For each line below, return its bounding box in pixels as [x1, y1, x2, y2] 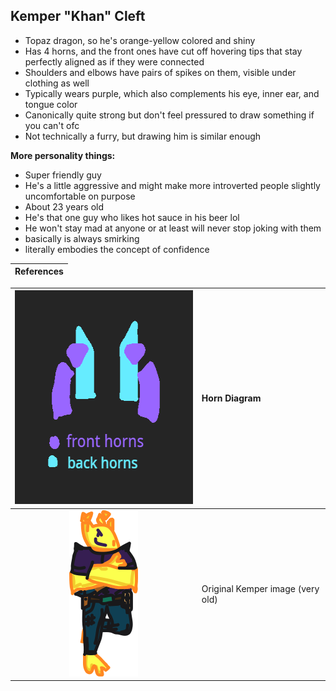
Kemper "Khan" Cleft [10, 8, 146, 25]
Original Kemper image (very [201, 583, 320, 595]
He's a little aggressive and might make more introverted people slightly [24, 179, 321, 191]
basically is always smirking [24, 232, 140, 244]
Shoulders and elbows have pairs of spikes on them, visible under [24, 66, 297, 78]
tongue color [24, 98, 78, 110]
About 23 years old [24, 200, 105, 213]
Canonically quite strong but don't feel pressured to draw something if [24, 109, 315, 121]
